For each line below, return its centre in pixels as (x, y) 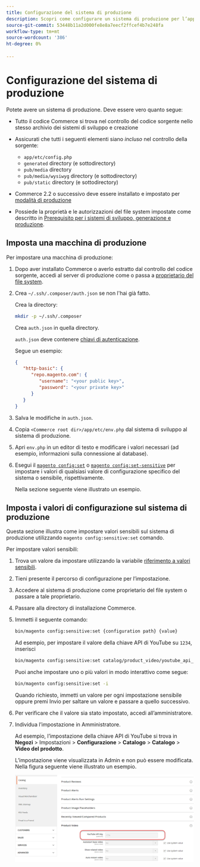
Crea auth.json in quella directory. (57, 328)
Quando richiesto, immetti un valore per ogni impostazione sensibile (98, 695)
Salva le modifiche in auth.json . (54, 417)
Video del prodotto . (39, 749)
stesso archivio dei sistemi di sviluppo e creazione (76, 127)
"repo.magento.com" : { (59, 375)
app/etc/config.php (48, 157)
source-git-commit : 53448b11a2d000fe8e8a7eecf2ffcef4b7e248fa (85, 25)
